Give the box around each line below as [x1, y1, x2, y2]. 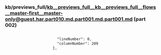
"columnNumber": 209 [57, 41, 98, 46]
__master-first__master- [5, 10, 63, 16]
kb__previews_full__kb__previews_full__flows [46, 4, 156, 11]
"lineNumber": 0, [57, 37, 92, 42]
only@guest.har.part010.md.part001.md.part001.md [5, 16, 133, 22]
